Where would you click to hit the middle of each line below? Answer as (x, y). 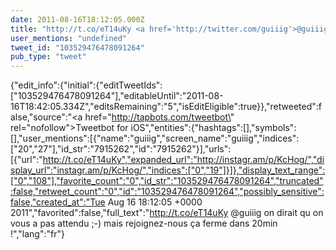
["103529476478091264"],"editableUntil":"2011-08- (117, 96)
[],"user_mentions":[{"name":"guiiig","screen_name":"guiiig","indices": (155, 138)
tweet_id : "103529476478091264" (77, 47)
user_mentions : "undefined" (69, 38)
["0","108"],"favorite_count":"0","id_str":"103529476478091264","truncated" (167, 181)
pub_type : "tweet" (48, 57)
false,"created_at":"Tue (58, 202)
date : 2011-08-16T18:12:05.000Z (77, 19)
